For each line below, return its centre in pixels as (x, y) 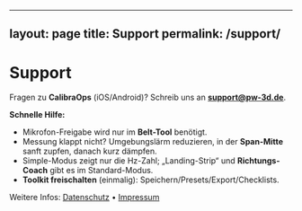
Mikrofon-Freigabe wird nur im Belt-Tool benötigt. (115, 132)
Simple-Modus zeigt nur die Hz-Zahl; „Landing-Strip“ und (129, 161)
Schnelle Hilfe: (37, 115)
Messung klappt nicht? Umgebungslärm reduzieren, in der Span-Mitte (153, 142)
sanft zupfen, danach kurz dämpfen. (89, 151)
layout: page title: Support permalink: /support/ (145, 34)
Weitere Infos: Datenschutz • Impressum (84, 198)
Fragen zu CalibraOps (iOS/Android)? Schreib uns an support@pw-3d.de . (148, 97)
